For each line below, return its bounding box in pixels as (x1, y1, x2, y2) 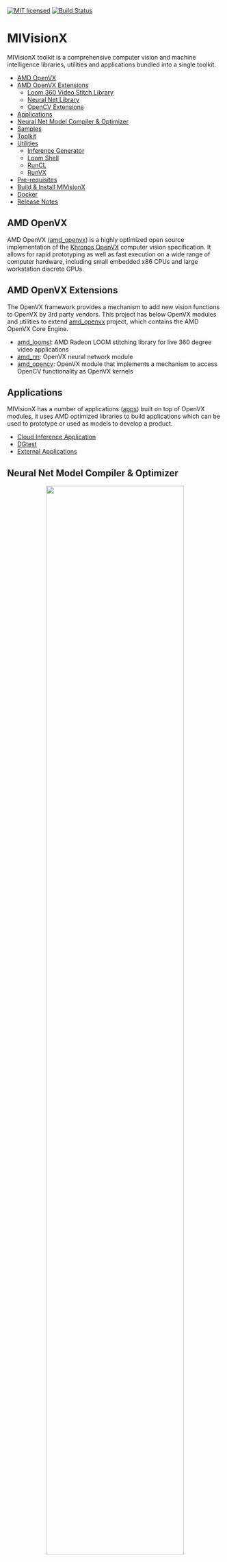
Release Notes (16, 197, 58, 206)
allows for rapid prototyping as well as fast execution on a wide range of (7, 250, 211, 258)
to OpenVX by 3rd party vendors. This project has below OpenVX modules (7, 310, 217, 318)
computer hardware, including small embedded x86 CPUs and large (7, 257, 198, 265)
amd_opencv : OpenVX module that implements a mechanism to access (16, 360, 217, 368)
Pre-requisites (16, 175, 57, 184)
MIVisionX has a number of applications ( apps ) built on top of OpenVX (7, 405, 205, 413)
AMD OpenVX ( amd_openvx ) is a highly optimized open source (7, 235, 185, 243)
